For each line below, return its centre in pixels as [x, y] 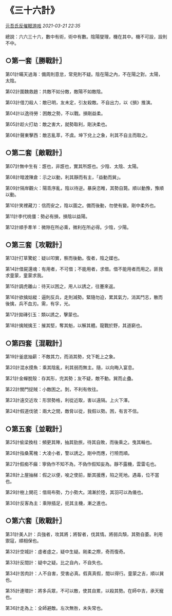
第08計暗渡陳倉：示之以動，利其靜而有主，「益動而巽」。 [64, 177]
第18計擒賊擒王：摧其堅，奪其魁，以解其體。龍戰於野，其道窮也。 [75, 325]
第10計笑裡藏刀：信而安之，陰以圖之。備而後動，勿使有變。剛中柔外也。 [82, 205]
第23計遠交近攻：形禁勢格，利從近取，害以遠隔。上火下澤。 [69, 400]
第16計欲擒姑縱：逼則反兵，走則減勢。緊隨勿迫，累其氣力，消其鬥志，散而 [84, 297]
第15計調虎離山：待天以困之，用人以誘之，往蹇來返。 [62, 286]
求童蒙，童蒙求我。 [26, 276]
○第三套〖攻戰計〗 [35, 245]
